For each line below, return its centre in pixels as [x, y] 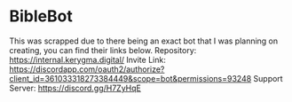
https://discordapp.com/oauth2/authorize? [87, 69]
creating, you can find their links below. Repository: [103, 50]
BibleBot [41, 16]
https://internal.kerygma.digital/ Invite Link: [87, 59]
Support [268, 78]
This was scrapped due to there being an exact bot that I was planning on [144, 41]
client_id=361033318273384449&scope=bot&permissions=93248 [130, 78]
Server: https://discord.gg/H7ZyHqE [75, 88]
